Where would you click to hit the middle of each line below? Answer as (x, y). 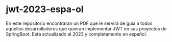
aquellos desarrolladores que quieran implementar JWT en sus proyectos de (86, 28)
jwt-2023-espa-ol (45, 9)
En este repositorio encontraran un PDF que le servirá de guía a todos (79, 23)
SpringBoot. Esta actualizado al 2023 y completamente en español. (77, 34)
